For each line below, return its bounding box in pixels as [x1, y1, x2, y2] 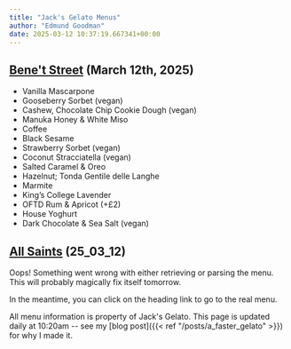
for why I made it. [9, 330, 74, 340]
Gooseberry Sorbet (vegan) [21, 95, 123, 107]
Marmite [21, 180, 53, 191]
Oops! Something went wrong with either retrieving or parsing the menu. [9, 267, 274, 278]
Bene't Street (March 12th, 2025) [9, 62, 194, 77]
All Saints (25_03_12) [9, 243, 126, 258]
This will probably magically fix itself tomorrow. [9, 277, 182, 287]
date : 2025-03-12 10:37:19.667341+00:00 [9, 29, 161, 38]
